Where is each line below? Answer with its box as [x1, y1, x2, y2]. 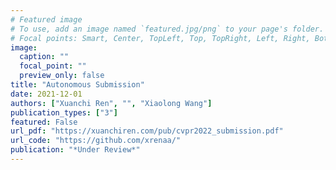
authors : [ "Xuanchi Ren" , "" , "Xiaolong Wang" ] [10, 98, 213, 108]
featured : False [10, 117, 78, 127]
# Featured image [10, 14, 83, 25]
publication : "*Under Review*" [10, 145, 141, 155]
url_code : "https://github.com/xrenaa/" [10, 136, 182, 146]
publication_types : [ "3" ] [10, 107, 118, 118]
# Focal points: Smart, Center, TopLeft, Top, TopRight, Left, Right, [10, 33, 311, 43]
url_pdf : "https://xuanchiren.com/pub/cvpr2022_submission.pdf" [10, 126, 284, 136]
